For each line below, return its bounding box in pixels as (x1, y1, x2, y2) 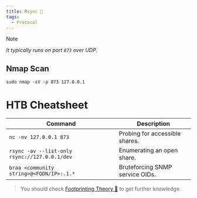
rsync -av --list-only (9, 148, 72, 155)
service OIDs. (118, 171, 157, 179)
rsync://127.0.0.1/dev (9, 154, 72, 161)
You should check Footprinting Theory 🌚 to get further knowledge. (20, 185, 181, 193)
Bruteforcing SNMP (118, 163, 172, 171)
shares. (118, 137, 140, 145)
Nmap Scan (6, 64, 50, 74)
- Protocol (11, 19, 38, 25)
